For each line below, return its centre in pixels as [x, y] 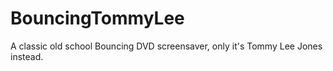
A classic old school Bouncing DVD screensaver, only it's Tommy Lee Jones [166, 46]
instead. [27, 56]
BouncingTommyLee [97, 18]
